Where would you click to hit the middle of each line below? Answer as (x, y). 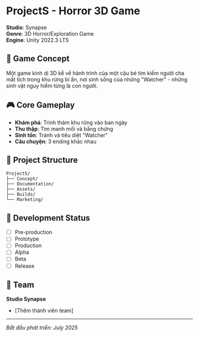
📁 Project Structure (42, 160)
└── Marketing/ (25, 200)
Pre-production (33, 232)
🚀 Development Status (48, 218)
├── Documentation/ (30, 184)
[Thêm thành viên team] (44, 311)
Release (24, 266)
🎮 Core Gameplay (41, 105)
